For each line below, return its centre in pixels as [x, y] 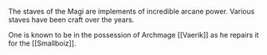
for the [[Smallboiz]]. [42, 43]
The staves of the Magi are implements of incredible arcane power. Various [132, 11]
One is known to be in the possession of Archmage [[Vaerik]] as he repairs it [133, 35]
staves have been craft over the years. [71, 20]
